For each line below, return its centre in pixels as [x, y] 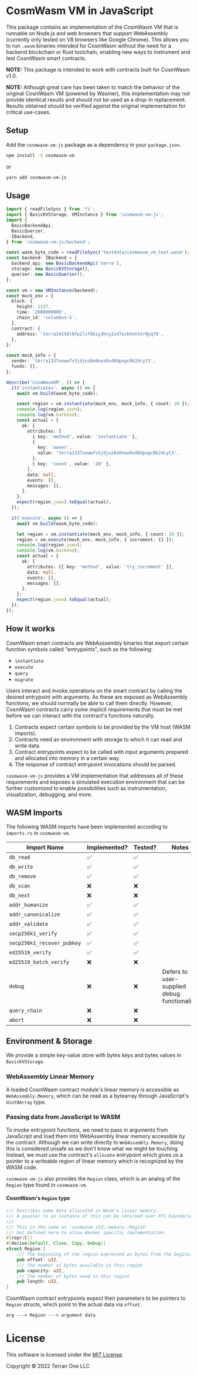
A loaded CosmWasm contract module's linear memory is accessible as [93, 1089]
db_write [21, 867]
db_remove [23, 876]
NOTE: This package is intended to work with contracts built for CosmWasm [98, 69]
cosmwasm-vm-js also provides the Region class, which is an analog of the [93, 1178]
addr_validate [29, 924]
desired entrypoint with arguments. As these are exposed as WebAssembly [97, 697]
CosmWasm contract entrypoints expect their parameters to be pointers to [96, 1298]
